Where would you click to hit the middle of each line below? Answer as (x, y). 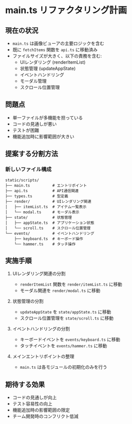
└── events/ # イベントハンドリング (50, 233)
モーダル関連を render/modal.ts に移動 (60, 291)
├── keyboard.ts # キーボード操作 (49, 239)
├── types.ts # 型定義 (37, 196)
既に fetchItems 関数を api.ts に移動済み (55, 50)
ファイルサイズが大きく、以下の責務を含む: (57, 56)
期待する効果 (25, 384)
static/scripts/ (22, 180)
